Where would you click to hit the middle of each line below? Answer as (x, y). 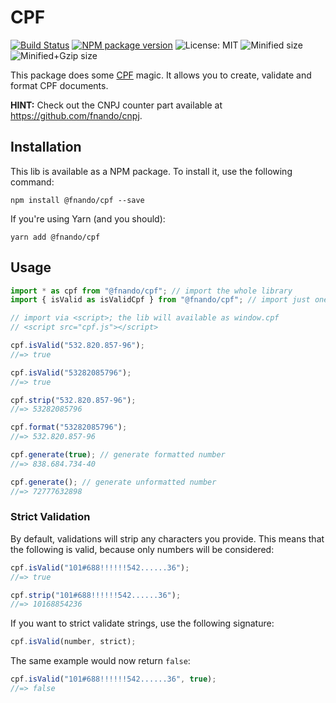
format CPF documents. (59, 85)
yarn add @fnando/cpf (55, 237)
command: (32, 182)
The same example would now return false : (100, 661)
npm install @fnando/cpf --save (77, 200)
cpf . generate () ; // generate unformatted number (113, 482)
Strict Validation (50, 517)
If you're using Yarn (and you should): (88, 218)
